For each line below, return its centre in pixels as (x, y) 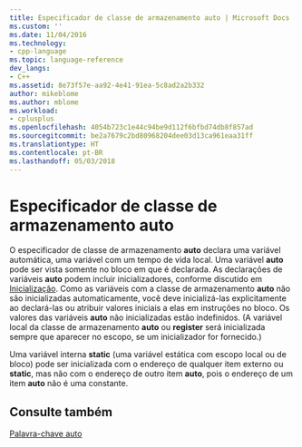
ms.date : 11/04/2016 (49, 34)
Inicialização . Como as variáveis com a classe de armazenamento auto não (150, 289)
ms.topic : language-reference (67, 60)
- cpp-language (38, 52)
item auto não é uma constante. (69, 384)
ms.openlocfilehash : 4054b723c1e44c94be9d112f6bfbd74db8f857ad (132, 128)
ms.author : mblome (44, 102)
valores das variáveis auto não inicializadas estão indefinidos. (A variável (146, 317)
